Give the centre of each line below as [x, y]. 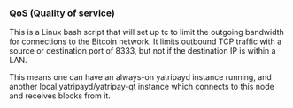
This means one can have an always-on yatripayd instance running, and [140, 77]
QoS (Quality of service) [62, 13]
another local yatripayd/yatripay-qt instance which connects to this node [142, 87]
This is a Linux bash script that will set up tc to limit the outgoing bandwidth [147, 32]
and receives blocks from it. [60, 96]
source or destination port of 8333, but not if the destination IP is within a [143, 51]
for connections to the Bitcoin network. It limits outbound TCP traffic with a [146, 41]
